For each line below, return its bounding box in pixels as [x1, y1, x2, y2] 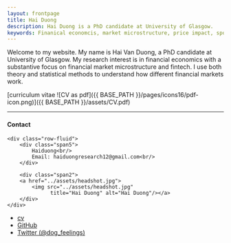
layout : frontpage [7, 10, 60, 17]
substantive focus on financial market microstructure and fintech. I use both [7, 63, 222, 71]
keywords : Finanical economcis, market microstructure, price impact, [7, 29, 214, 36]
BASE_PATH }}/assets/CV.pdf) [45, 98, 131, 107]
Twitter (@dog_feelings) [16, 229, 85, 237]
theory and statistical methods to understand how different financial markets [7, 70, 224, 78]
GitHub [16, 221, 38, 229]
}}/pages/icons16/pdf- [135, 91, 199, 99]
